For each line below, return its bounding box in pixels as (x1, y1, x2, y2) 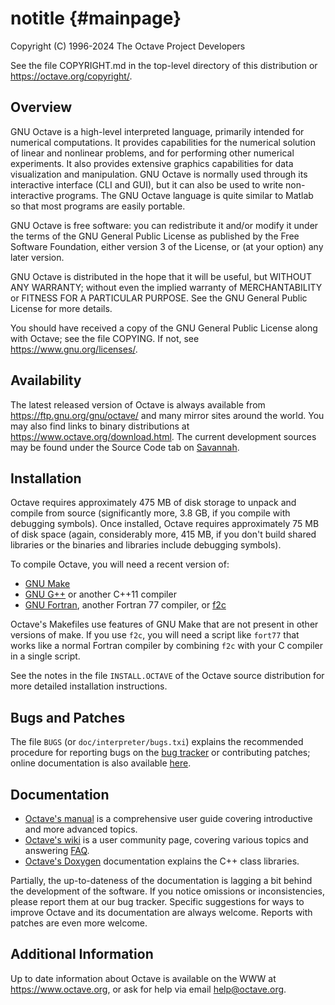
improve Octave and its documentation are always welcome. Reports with (10, 907, 313, 918)
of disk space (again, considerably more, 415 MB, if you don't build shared (10, 528, 317, 541)
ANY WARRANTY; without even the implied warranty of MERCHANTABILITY (10, 281, 323, 293)
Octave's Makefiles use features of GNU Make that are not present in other (10, 618, 319, 631)
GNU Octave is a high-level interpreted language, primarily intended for (10, 125, 305, 137)
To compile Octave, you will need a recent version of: (10, 558, 230, 571)
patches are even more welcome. (10, 917, 148, 929)
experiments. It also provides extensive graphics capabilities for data (10, 157, 294, 169)
